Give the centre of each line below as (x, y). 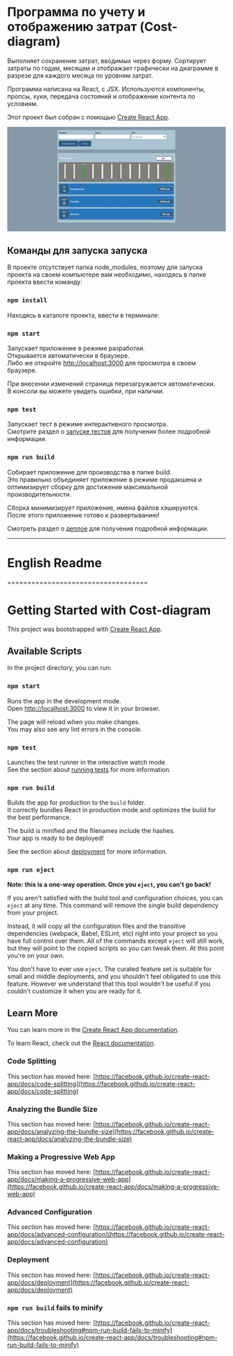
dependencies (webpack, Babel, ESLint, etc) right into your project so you (113, 934)
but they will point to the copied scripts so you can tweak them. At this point (115, 948)
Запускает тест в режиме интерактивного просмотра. (88, 424)
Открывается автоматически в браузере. (68, 356)
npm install (27, 300)
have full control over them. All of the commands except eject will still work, (116, 941)
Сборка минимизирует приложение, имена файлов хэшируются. (103, 508)
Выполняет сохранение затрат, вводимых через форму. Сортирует (107, 60)
